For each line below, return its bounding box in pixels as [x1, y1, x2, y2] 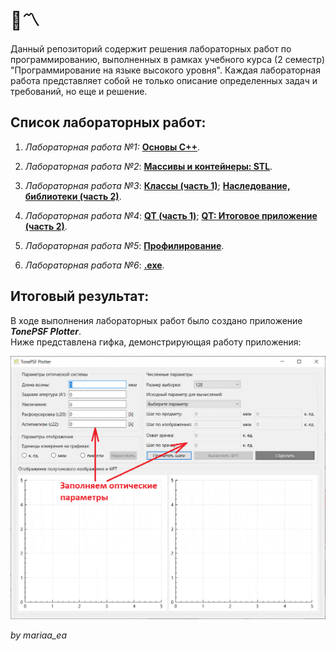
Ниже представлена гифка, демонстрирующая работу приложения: [10, 336, 302, 348]
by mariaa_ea [10, 629, 68, 641]
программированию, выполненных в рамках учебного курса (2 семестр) [10, 53, 326, 65]
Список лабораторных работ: [10, 114, 207, 131]
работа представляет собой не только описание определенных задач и [10, 74, 318, 86]
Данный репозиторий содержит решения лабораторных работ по [10, 42, 292, 55]
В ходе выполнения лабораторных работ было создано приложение [10, 314, 303, 326]
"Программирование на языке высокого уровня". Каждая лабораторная [10, 64, 321, 76]
